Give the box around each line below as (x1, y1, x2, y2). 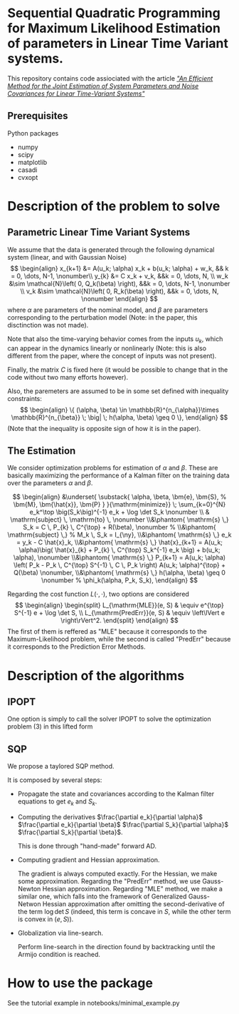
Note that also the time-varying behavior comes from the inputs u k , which (7, 334, 223, 345)
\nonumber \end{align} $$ (81, 294, 158, 303)
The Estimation (7, 445, 76, 457)
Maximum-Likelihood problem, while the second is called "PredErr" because (7, 635, 231, 644)
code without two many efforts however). (7, 372, 129, 381)
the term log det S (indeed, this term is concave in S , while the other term (17, 907, 231, 916)
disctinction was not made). (7, 320, 89, 329)
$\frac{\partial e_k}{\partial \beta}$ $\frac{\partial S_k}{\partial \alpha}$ (17, 820, 229, 828)
